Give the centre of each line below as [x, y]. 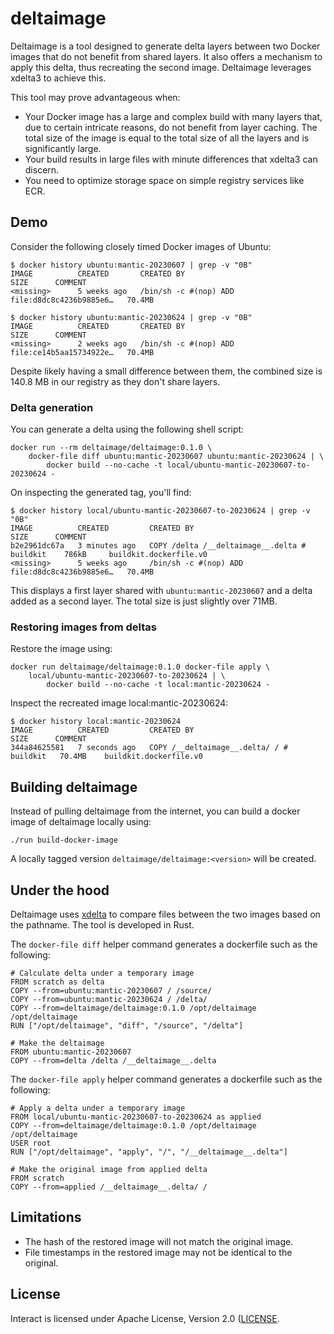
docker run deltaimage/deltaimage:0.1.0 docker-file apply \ [140, 667]
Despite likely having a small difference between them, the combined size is [166, 371]
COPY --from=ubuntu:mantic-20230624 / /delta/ [109, 999]
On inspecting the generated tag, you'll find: [101, 493]
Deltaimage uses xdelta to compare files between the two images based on [165, 914]
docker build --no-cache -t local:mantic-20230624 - [158, 685]
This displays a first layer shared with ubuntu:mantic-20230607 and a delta [161, 591]
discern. [42, 169]
